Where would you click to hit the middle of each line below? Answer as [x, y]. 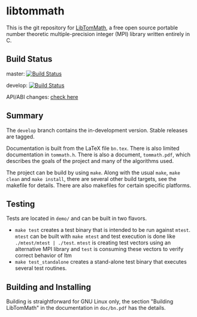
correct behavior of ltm [43, 255]
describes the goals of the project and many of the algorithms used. [90, 161]
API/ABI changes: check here [42, 96]
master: [16, 74]
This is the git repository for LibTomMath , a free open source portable [92, 28]
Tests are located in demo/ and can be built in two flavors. [77, 218]
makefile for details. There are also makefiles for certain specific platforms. [99, 185]
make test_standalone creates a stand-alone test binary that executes [101, 262]
